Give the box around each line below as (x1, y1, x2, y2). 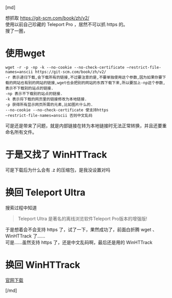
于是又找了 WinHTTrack (5, 149, 107, 161)
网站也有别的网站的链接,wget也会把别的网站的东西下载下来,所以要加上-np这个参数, (12, 80, 165, 85)
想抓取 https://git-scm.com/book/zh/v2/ (5, 15, 90, 21)
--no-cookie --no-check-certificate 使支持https (5, 107, 109, 112)
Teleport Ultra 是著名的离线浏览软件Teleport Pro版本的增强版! (17, 215, 147, 222)
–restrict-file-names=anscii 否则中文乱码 (5, 113, 93, 118)
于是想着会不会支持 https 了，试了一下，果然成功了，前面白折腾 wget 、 (5, 226, 157, 232)
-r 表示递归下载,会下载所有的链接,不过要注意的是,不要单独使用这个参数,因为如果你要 (5, 74, 163, 80)
